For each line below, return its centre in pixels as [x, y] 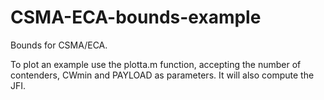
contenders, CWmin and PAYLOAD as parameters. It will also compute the [162, 75]
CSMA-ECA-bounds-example [136, 17]
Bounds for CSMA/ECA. [59, 45]
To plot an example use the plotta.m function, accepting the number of [156, 64]
